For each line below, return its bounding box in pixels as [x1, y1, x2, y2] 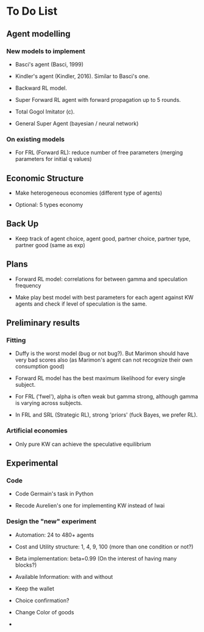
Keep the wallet [15, 584, 55, 592]
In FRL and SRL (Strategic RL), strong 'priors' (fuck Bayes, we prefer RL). [15, 411, 198, 418]
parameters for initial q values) [15, 156, 93, 163]
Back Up [6, 218, 39, 229]
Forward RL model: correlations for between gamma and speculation [15, 275, 188, 282]
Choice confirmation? [15, 597, 69, 604]
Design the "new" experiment [6, 517, 96, 526]
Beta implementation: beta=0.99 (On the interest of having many [15, 555, 177, 562]
